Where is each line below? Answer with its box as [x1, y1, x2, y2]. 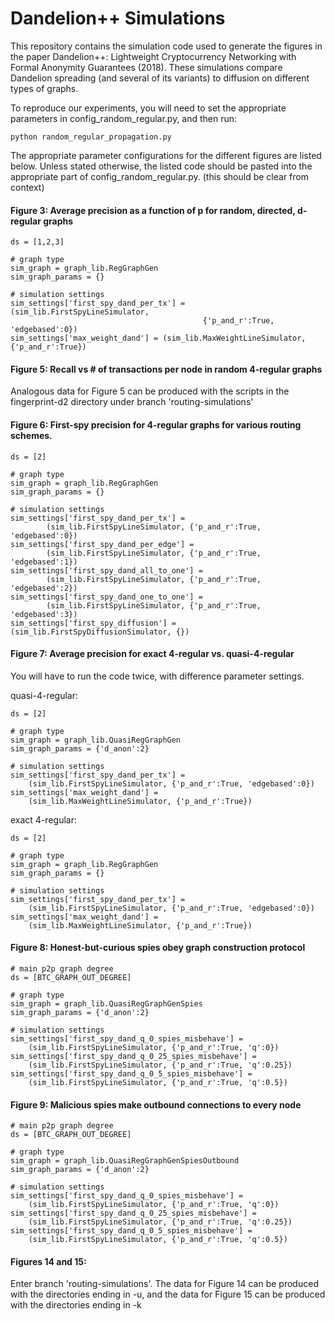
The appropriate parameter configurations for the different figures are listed [10, 149, 322, 161]
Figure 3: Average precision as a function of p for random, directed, [10, 204, 296, 216]
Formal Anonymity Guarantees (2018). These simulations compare [10, 61, 283, 73]
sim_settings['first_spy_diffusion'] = [10, 618, 177, 628]
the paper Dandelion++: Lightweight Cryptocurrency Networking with [10, 50, 297, 62]
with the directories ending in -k [10, 1299, 142, 1311]
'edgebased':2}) [10, 583, 78, 593]
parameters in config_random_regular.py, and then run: [10, 112, 238, 124]
